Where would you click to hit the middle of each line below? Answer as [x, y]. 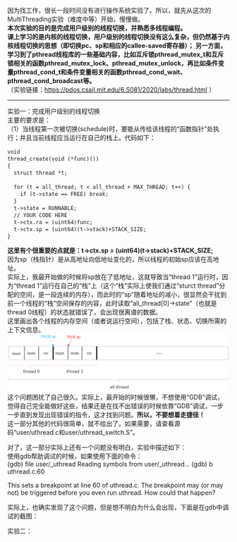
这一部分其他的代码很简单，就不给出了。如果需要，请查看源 [94, 423]
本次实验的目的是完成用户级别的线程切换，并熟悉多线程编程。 [97, 28]
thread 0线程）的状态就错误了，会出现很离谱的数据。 [85, 312]
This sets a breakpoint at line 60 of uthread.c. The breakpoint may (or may [115, 485]
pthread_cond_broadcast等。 [51, 81]
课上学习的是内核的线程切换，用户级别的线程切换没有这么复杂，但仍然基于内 [119, 37]
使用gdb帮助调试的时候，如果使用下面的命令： [75, 456]
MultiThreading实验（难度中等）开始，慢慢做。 [76, 19]
